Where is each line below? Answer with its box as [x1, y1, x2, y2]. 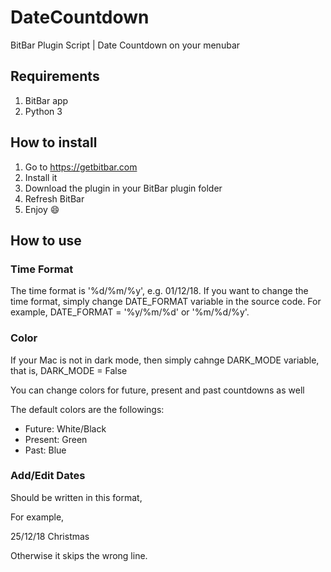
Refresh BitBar [24, 192, 85, 205]
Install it [24, 171, 58, 183]
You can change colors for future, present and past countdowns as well [10, 384, 305, 396]
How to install [10, 134, 98, 151]
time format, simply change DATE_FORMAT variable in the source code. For [10, 296, 322, 308]
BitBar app [24, 94, 69, 106]
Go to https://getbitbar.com [24, 161, 138, 173]
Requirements [10, 68, 100, 85]
